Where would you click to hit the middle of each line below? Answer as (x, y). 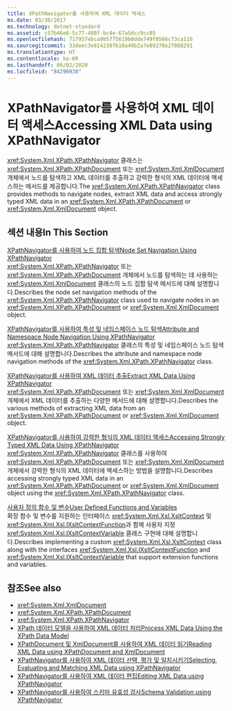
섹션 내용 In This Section (58, 232)
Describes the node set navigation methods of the (86, 292)
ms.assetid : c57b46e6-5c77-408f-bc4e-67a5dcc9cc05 (81, 33)
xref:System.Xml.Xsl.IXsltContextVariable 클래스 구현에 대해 (90, 533)
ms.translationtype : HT (41, 53)
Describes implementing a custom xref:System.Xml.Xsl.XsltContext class (118, 542)
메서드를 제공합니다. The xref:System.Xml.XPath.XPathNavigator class (123, 186)
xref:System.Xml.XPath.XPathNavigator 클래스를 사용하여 (87, 453)
